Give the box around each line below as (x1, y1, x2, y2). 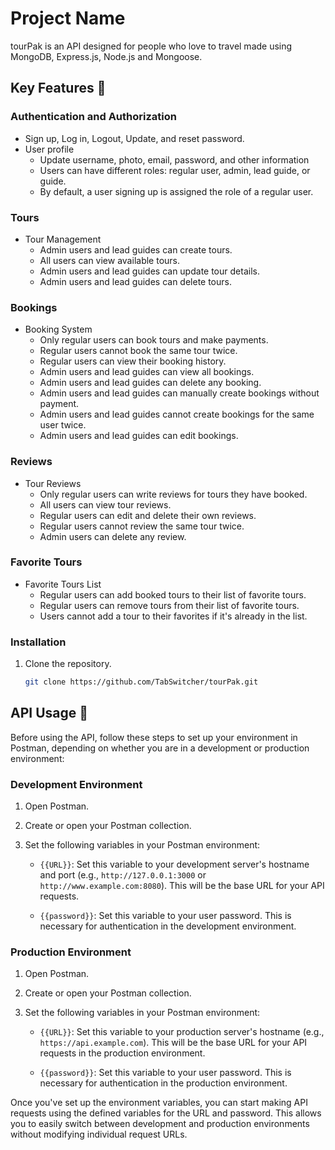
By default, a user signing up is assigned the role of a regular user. (39, 185, 314, 197)
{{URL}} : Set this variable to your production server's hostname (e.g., (39, 1026, 325, 1038)
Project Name (10, 7, 126, 30)
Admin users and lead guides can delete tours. (39, 275, 232, 287)
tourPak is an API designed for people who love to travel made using (10, 40, 293, 52)
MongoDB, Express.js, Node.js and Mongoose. (10, 50, 203, 62)
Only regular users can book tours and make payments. (39, 334, 269, 346)
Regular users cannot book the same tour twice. (39, 345, 238, 357)
